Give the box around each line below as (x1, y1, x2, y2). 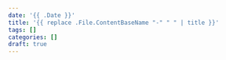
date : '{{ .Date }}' (8, 11, 76, 19)
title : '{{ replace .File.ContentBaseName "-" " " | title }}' (8, 19, 220, 26)
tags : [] (8, 26, 37, 34)
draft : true (8, 41, 47, 48)
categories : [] (8, 33, 58, 41)
